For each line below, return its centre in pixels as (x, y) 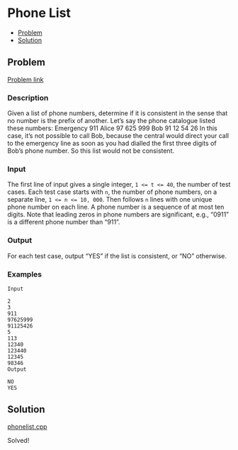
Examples (25, 274)
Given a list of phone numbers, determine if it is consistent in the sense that (118, 113)
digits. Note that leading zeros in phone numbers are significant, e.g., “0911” (118, 214)
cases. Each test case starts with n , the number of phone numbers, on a (112, 192)
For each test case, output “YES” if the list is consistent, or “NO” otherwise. (117, 255)
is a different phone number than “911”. (64, 222)
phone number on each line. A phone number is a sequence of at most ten (116, 207)
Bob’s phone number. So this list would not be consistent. (91, 151)
